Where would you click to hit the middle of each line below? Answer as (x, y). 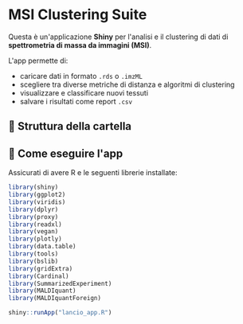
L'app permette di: (38, 61)
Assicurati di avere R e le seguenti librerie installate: (93, 173)
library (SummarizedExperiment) (60, 283)
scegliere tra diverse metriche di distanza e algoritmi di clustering (127, 84)
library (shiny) (33, 187)
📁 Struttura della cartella (70, 126)
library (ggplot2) (37, 195)
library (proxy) (33, 217)
